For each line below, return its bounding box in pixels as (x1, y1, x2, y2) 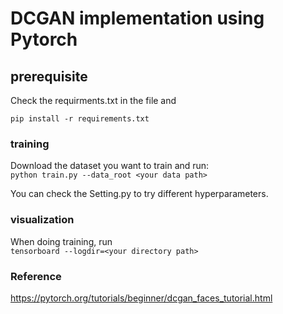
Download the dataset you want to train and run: (10, 160, 210, 172)
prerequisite (10, 68, 88, 85)
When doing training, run (10, 235, 113, 247)
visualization (10, 213, 75, 227)
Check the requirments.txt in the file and (10, 95, 177, 106)
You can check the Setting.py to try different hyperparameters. (10, 188, 269, 200)
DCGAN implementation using (10, 7, 265, 30)
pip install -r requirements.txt (10, 114, 150, 124)
